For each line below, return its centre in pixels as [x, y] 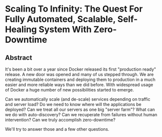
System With [65, 30]
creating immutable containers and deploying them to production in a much [80, 79]
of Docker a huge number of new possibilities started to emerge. [70, 90]
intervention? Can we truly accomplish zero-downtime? [60, 120]
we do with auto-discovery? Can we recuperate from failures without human [81, 114]
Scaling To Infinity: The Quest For [74, 9]
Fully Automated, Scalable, [60, 19]
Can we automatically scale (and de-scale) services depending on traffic [78, 99]
